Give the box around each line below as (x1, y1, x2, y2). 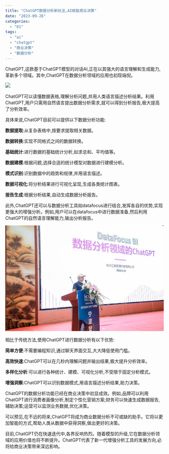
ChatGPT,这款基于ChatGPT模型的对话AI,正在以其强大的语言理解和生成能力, (5, 66, 161, 72)
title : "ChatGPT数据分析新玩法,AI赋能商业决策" (5, 8, 97, 13)
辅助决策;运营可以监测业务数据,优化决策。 (5, 403, 92, 409)
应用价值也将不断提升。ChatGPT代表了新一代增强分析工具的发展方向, (14, 437, 157, 443)
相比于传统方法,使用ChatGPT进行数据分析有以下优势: (5, 337, 115, 343)
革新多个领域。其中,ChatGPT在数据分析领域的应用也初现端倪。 (5, 72, 136, 78)
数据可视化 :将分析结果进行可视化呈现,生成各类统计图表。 (5, 181, 123, 187)
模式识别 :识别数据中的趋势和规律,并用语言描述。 (5, 170, 105, 176)
